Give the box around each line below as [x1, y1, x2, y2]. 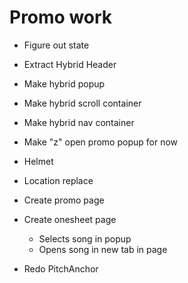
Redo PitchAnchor [23, 262, 99, 275]
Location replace [23, 174, 94, 186]
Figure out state [23, 39, 90, 51]
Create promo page [23, 194, 105, 206]
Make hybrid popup [23, 77, 106, 90]
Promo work [9, 6, 113, 29]
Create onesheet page [23, 213, 117, 225]
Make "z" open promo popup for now [23, 136, 178, 148]
